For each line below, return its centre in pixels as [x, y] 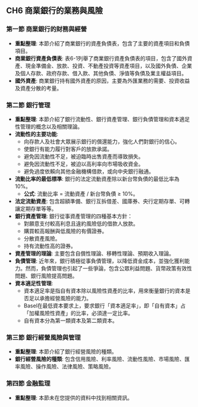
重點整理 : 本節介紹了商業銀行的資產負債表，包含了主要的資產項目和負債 [102, 43]
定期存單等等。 [38, 208]
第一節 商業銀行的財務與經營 [47, 29]
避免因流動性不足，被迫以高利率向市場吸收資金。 [84, 164]
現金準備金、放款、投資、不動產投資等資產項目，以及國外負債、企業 [109, 66]
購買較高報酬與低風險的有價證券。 [65, 231]
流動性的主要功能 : [36, 134]
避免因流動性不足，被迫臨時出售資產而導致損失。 [84, 156]
